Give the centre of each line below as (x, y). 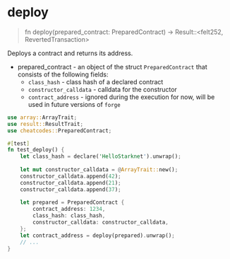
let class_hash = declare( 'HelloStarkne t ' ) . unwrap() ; (101, 156)
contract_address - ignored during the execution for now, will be (121, 97)
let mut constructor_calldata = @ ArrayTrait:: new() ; (99, 170)
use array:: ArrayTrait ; (42, 117)
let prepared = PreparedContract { (72, 202)
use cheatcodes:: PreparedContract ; (60, 131)
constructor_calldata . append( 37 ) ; (71, 189)
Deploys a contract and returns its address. (70, 53)
